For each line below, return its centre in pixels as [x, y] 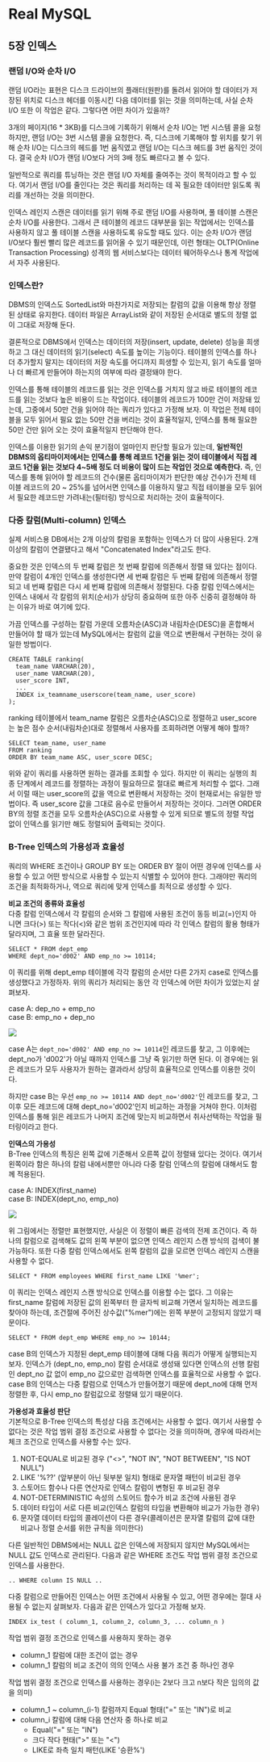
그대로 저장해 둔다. [46, 325]
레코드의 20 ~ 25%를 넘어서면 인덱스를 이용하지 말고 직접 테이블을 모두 [135, 487]
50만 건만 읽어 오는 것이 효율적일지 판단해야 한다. [86, 430]
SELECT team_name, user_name [57, 744]
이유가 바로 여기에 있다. [53, 607]
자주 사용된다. [38, 262]
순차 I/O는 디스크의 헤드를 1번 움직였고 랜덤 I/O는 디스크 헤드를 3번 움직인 [132, 147]
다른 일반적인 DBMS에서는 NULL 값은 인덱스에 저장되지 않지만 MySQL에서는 [129, 1545]
